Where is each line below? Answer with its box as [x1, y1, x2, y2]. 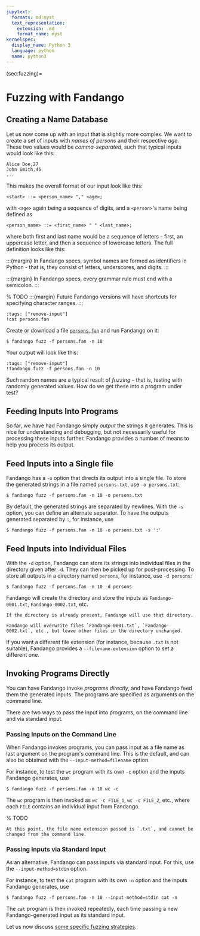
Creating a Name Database [6, 114, 109, 125]
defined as [6, 210, 33, 218]
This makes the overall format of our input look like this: [6, 182, 143, 189]
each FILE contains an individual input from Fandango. [6, 803, 140, 810]
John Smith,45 [6, 166, 42, 173]
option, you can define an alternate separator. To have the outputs [6, 509, 169, 517]
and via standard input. [6, 715, 63, 722]
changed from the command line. [6, 831, 87, 838]
